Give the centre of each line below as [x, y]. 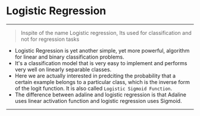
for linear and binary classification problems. [70, 57]
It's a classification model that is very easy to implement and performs [101, 63]
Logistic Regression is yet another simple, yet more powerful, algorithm [102, 50]
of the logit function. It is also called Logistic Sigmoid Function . [93, 88]
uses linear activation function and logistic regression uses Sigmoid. [98, 101]
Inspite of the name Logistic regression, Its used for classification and [106, 33]
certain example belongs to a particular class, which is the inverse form [102, 82]
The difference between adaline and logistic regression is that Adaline [100, 94]
